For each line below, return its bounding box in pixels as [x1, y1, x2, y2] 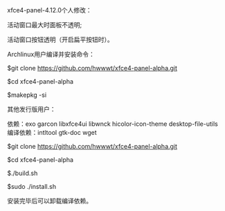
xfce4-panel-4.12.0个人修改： [7, 6, 92, 14]
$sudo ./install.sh [7, 183, 57, 190]
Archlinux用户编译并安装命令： [7, 51, 95, 58]
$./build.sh [7, 169, 38, 177]
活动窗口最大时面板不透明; [7, 21, 82, 29]
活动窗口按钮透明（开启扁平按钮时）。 [7, 35, 114, 44]
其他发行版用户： [7, 105, 56, 113]
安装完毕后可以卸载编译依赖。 [7, 196, 92, 205]
